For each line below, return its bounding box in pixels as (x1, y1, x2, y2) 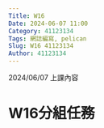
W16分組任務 (8, 105, 95, 122)
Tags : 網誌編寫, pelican (8, 34, 87, 43)
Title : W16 (8, 11, 45, 20)
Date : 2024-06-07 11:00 (8, 19, 89, 28)
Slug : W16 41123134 (8, 42, 74, 50)
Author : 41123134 (8, 49, 67, 58)
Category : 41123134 (8, 27, 74, 35)
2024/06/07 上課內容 (8, 73, 79, 82)
